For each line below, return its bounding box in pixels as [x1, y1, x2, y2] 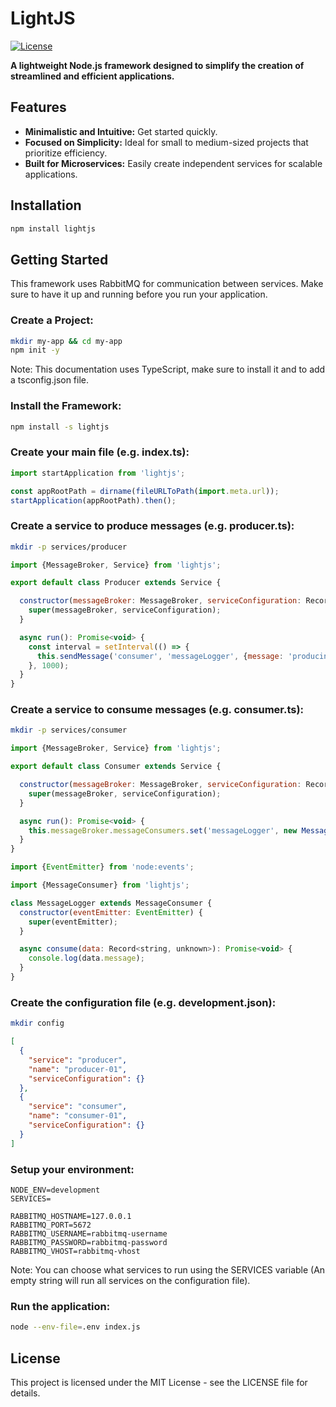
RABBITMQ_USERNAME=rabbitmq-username [10, 1228, 168, 1239]
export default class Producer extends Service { [10, 578, 222, 588]
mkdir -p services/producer [10, 542, 128, 552]
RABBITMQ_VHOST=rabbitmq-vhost [10, 1246, 141, 1256]
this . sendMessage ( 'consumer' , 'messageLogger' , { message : [36, 651, 284, 661]
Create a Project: [10, 313, 94, 327]
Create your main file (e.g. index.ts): [10, 445, 190, 459]
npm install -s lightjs [10, 422, 110, 432]
